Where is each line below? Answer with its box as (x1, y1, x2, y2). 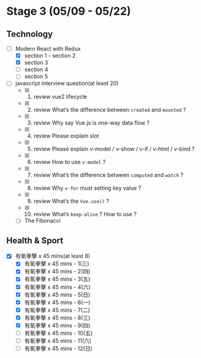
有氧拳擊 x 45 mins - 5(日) (24, 290, 91, 298)
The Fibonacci (24, 217, 61, 225)
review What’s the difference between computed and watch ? (33, 171, 184, 179)
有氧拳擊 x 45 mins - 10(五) (24, 329, 93, 337)
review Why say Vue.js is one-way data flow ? (33, 119, 150, 126)
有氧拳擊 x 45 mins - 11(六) (24, 337, 92, 344)
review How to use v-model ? (33, 158, 106, 166)
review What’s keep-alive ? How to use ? (33, 211, 137, 218)
